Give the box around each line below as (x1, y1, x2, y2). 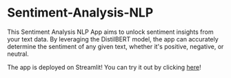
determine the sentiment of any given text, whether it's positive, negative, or (7, 42, 224, 50)
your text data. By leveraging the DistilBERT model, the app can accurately (7, 35, 219, 43)
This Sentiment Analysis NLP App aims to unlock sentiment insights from (7, 28, 214, 36)
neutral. (7, 50, 29, 58)
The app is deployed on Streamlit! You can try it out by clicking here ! (7, 63, 201, 71)
